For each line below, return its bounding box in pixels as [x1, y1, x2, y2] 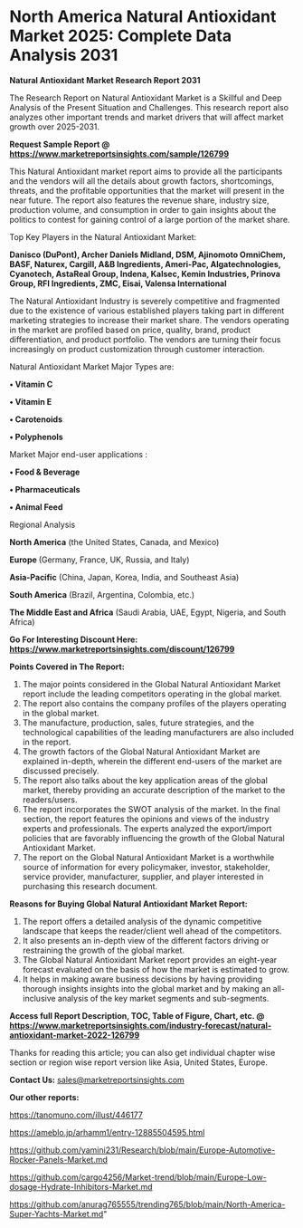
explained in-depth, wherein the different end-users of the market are [22, 755, 282, 766]
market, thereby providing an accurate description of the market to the [22, 784, 286, 795]
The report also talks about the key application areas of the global [22, 774, 269, 785]
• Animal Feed [9, 501, 63, 513]
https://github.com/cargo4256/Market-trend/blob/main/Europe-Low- [9, 1171, 267, 1183]
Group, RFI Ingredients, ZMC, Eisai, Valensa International [9, 278, 228, 289]
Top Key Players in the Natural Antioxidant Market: [9, 231, 197, 242]
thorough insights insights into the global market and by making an [22, 983, 271, 993]
